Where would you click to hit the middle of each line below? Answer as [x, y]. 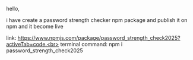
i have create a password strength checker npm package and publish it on [97, 20]
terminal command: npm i [91, 44]
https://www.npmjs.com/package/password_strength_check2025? [99, 38]
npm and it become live [35, 26]
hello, [13, 9]
